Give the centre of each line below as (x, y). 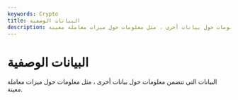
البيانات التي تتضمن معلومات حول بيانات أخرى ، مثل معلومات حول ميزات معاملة (112, 82)
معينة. (15, 89)
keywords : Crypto (33, 14)
